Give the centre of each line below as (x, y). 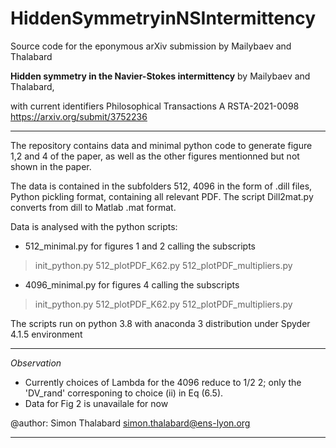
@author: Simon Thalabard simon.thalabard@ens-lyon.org (130, 423)
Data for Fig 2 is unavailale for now (96, 403)
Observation (36, 363)
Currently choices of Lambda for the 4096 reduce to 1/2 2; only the (163, 382)
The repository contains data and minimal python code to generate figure (161, 145)
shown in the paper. (51, 166)
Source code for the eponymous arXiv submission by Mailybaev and (151, 46)
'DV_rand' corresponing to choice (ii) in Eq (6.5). (124, 393)
